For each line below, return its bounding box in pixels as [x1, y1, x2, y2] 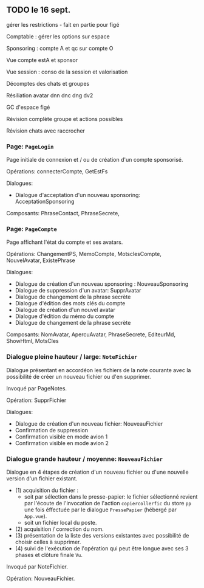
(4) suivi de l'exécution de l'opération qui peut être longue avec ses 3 [15, 545, 189, 552]
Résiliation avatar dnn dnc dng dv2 [6, 91, 93, 99]
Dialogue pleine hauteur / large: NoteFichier [6, 353, 138, 361]
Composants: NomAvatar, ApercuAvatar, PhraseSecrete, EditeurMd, [6, 331, 176, 338]
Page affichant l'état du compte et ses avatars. [6, 238, 123, 246]
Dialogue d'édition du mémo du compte [15, 313, 114, 320]
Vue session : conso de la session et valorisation [6, 68, 128, 75]
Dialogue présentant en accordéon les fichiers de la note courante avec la [6, 366, 191, 373]
